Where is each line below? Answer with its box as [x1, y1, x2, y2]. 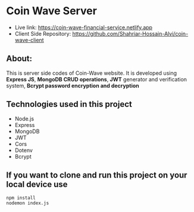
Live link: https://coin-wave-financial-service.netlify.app [14, 24, 153, 31]
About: [6, 53, 33, 64]
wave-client [14, 36, 44, 43]
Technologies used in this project [6, 99, 132, 109]
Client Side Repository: [14, 30, 71, 37]
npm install [6, 195, 36, 201]
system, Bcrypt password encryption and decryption [6, 82, 139, 89]
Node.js [14, 115, 35, 122]
